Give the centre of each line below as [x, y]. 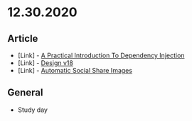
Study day [33, 110]
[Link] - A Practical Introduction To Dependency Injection [101, 55]
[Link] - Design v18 [45, 63]
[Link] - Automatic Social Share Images [75, 70]
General [26, 93]
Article [23, 39]
